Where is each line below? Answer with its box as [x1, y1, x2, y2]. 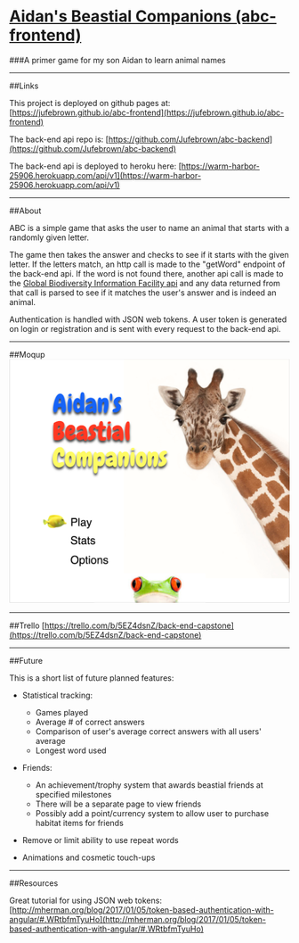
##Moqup [9, 349, 46, 360]
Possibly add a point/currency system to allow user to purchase [35, 808, 270, 819]
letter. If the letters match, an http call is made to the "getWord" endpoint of [9, 259, 286, 269]
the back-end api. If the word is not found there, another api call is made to [9, 268, 284, 278]
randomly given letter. [9, 232, 90, 243]
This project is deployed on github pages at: [9, 97, 171, 108]
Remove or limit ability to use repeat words [21, 835, 180, 846]
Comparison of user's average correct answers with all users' [35, 726, 263, 737]
